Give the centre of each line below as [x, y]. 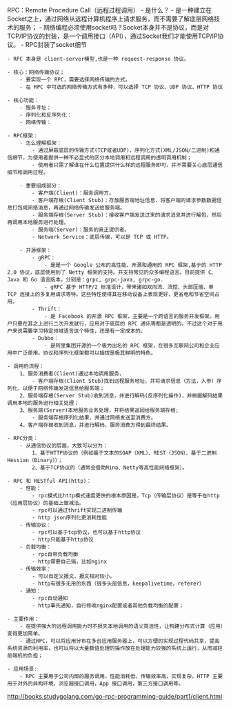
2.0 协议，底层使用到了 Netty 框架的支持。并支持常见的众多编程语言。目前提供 [106, 272]
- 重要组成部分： [41, 186]
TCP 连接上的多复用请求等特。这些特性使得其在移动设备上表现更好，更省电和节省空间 [111, 295]
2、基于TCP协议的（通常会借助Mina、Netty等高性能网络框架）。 [110, 468]
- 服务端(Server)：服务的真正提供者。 [81, 230]
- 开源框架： [36, 250]
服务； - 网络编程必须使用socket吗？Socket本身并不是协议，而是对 [114, 27]
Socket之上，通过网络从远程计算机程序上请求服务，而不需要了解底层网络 [111, 19]
